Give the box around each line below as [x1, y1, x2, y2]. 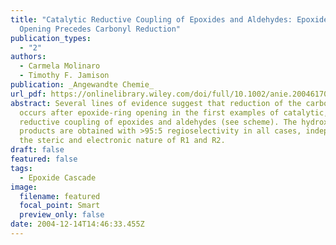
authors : [10, 52, 47, 62]
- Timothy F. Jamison [19, 71, 110, 81]
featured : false [10, 154, 78, 164]
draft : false [10, 145, 65, 155]
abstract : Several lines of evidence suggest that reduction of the [10, 98, 302, 108]
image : [10, 182, 38, 192]
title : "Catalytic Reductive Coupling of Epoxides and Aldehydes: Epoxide [10, 14, 329, 25]
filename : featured [19, 191, 101, 201]
